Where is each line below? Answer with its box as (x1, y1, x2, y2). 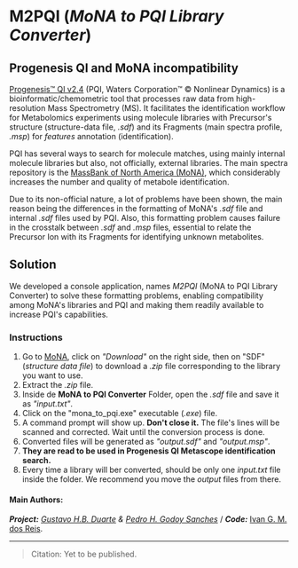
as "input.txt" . (21, 398, 74, 409)
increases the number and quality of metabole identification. (9, 177, 230, 187)
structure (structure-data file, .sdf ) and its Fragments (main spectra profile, (9, 122, 283, 132)
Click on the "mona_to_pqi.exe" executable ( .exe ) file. (21, 408, 218, 419)
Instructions (9, 331, 64, 343)
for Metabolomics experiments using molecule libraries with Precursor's (9, 113, 272, 122)
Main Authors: (9, 494, 64, 505)
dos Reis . (9, 524, 43, 534)
